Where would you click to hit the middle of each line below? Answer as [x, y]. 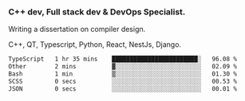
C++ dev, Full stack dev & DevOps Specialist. [97, 12]
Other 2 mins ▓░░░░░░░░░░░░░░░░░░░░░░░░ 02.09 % [123, 67]
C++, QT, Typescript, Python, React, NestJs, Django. [95, 45]
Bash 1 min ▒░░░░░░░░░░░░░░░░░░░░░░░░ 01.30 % [123, 74]
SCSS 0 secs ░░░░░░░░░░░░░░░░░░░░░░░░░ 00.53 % [123, 81]
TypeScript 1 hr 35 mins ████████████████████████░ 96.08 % [123, 59]
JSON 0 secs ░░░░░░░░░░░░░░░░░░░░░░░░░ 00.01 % [123, 89]
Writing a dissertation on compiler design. [77, 29]
